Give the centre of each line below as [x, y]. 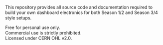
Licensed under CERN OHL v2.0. [39, 38]
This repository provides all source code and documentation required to [79, 7]
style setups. [18, 18]
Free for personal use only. [33, 27]
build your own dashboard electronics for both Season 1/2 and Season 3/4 [81, 12]
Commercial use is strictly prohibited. [43, 33]
